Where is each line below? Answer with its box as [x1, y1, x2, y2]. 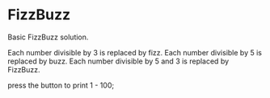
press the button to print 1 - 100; [7, 80, 115, 90]
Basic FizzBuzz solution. [7, 32, 89, 42]
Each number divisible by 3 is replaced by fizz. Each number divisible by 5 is [7, 47, 262, 57]
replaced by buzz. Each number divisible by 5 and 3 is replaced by [7, 56, 230, 66]
